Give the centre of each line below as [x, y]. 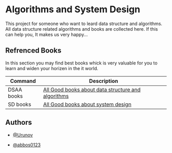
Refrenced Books [33, 50]
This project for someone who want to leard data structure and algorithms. [84, 24]
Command [23, 81]
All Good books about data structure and [92, 90]
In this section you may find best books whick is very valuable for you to [81, 63]
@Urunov [23, 135]
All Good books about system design [87, 104]
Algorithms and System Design [73, 9]
